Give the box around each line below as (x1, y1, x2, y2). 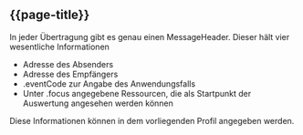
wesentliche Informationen (9, 41, 110, 52)
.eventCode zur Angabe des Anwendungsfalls (22, 78, 196, 89)
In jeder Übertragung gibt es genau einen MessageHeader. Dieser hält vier (9, 31, 290, 42)
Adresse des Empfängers (22, 68, 119, 79)
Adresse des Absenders (22, 58, 114, 69)
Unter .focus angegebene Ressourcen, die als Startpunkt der (22, 88, 252, 99)
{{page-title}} (9, 7, 90, 23)
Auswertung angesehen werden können (22, 98, 173, 109)
